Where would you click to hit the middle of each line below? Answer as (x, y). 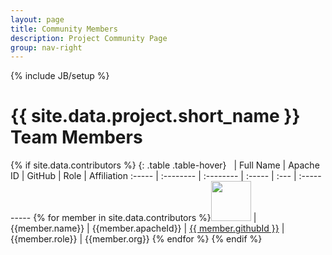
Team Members (76, 137)
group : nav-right (46, 47)
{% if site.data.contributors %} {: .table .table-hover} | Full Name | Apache (165, 165)
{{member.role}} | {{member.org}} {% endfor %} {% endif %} (136, 239)
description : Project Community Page (89, 38)
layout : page (37, 19)
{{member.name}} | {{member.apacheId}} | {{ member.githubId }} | (147, 228)
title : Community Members (64, 29)
